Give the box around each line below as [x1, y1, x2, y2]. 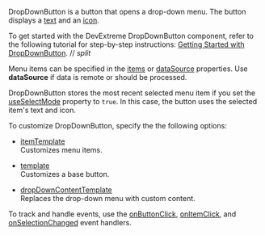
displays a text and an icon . [8, 15, 99, 25]
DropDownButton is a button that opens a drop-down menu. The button [8, 7, 246, 16]
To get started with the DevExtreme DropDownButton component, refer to [8, 31, 254, 40]
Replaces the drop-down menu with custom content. [19, 194, 196, 203]
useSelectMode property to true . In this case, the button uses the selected [8, 97, 258, 106]
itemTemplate [19, 136, 65, 146]
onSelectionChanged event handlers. [8, 218, 132, 227]
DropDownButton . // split [8, 48, 91, 57]
